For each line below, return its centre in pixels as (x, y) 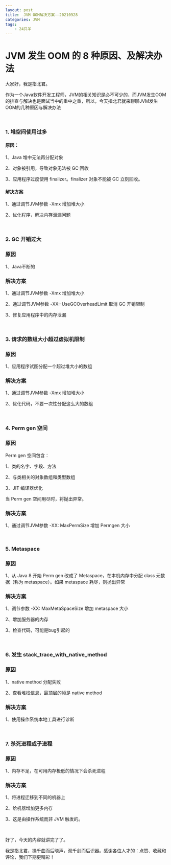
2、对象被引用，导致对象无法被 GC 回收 (47, 168)
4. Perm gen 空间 (27, 428)
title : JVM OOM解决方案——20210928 (42, 15)
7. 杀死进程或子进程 (29, 743)
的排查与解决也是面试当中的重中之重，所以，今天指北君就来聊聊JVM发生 (82, 101)
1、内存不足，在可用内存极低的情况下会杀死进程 (55, 771)
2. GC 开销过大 (23, 239)
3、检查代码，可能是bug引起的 (38, 630)
